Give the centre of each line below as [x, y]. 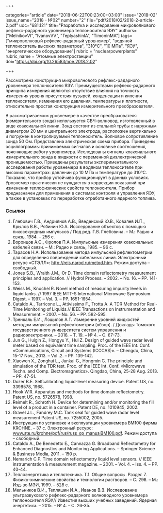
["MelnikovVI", [20, 35]
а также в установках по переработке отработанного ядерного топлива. [81, 198]
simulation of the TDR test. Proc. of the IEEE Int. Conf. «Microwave [79, 366]
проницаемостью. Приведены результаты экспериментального [72, 162]
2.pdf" [12, 25]
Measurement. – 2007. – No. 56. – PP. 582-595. [60, 315]
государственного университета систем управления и [69, 330]
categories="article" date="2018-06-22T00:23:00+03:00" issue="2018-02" [81, 15]
